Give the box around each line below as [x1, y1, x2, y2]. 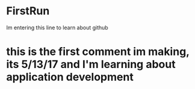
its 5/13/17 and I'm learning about [6, 58, 176, 71]
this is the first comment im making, [6, 45, 190, 59]
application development [6, 70, 134, 84]
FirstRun [6, 4, 50, 18]
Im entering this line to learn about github [6, 24, 108, 31]
